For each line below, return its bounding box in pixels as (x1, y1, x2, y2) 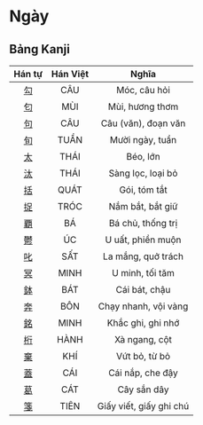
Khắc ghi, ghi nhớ (106, 317, 180, 329)
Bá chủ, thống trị (108, 217, 178, 229)
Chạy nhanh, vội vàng (98, 300, 189, 312)
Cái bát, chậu (115, 284, 171, 295)
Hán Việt (51, 68, 90, 80)
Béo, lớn (126, 151, 161, 162)
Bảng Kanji (9, 42, 71, 57)
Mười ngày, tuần (109, 134, 177, 146)
